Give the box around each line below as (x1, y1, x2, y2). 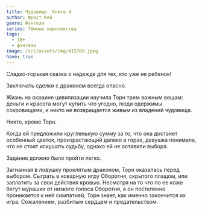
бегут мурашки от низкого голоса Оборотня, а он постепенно (6, 185, 166, 192)
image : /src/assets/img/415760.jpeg (6, 48, 98, 54)
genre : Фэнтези (6, 20, 45, 26)
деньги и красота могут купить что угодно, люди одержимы (6, 100, 163, 107)
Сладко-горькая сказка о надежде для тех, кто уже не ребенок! (6, 70, 172, 77)
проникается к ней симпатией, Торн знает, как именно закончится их (6, 191, 186, 199)
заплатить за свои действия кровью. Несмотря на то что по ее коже (6, 178, 183, 186)
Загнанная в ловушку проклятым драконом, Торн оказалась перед (6, 166, 180, 173)
